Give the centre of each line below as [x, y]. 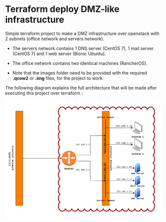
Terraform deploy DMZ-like [62, 9]
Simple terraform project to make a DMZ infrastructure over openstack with [82, 33]
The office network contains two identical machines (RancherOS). [80, 63]
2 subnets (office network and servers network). [55, 39]
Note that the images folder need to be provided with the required [80, 73]
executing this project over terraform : [44, 93]
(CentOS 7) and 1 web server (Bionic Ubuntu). [59, 54]
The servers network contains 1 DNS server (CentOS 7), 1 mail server [83, 48]
